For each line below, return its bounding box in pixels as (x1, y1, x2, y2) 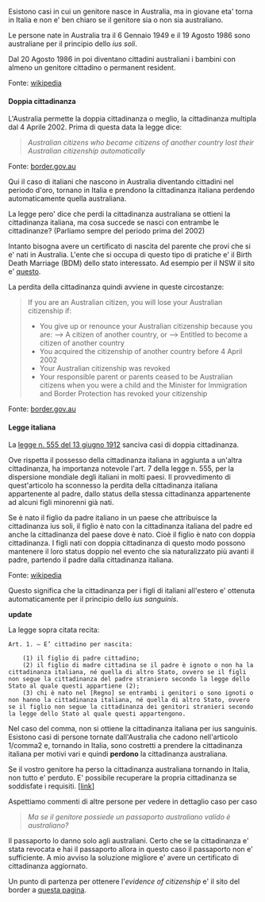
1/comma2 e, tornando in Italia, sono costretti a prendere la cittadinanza (8, 741, 244, 750)
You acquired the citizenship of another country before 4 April (39, 347, 243, 357)
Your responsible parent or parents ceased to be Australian (39, 372, 233, 382)
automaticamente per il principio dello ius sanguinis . (8, 595, 179, 604)
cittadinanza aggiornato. (8, 862, 88, 871)
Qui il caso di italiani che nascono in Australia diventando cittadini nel (8, 177, 234, 187)
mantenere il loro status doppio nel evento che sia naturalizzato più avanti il (8, 547, 255, 557)
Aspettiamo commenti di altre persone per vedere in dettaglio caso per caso (8, 797, 258, 807)
